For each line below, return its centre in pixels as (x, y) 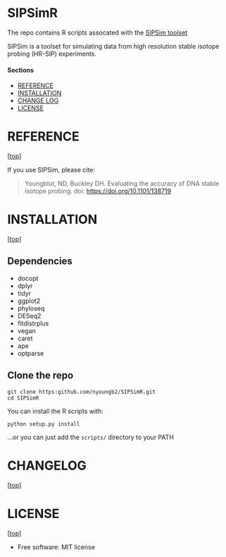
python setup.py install (44, 424)
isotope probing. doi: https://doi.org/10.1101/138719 (98, 191)
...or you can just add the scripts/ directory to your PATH (91, 437)
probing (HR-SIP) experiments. (52, 54)
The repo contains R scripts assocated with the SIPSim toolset (98, 32)
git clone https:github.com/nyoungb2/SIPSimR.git (82, 392)
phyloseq (31, 308)
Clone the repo (40, 376)
